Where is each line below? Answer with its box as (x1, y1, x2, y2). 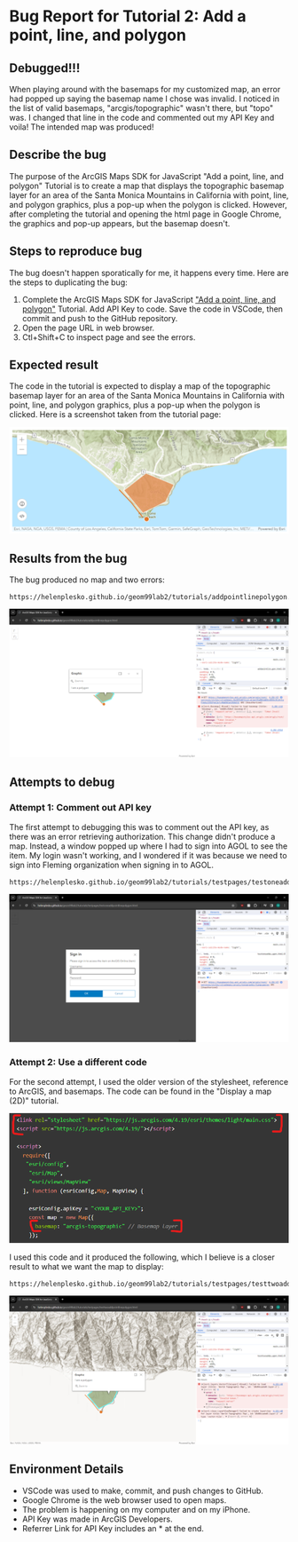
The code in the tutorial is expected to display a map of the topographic (9, 381, 271, 391)
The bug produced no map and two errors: (9, 574, 166, 585)
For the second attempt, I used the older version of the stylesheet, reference (9, 1076, 289, 1087)
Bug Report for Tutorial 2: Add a (9, 6, 247, 27)
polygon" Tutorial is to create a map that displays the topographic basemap (9, 180, 285, 191)
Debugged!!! (9, 60, 81, 75)
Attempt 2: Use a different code (9, 1056, 148, 1069)
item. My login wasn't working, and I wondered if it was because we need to (9, 850, 287, 860)
